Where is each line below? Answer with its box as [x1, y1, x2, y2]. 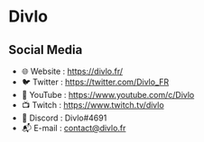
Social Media [8, 42, 83, 58]
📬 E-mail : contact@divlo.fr [21, 123, 126, 133]
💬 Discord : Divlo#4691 [21, 112, 107, 123]
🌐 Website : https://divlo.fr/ [21, 66, 124, 76]
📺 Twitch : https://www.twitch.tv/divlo [21, 100, 164, 110]
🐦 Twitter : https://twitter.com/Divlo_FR [21, 76, 170, 87]
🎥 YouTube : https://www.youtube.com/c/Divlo [21, 90, 195, 100]
